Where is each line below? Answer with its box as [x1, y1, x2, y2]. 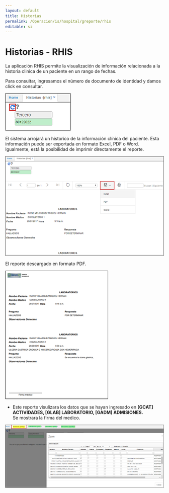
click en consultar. [5, 84, 43, 90]
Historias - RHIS [5, 46, 73, 58]
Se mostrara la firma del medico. [12, 415, 80, 421]
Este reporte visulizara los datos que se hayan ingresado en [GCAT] [12, 404, 153, 410]
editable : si [5, 24, 33, 29]
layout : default [5, 8, 39, 13]
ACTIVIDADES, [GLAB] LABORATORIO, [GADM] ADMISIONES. [12, 409, 143, 416]
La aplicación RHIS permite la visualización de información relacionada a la [5, 63, 160, 69]
